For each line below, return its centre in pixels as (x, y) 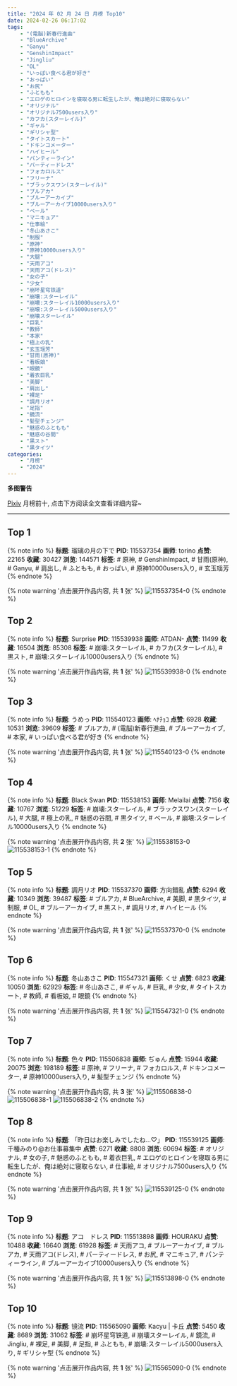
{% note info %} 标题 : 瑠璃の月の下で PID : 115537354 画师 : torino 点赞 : (109, 550)
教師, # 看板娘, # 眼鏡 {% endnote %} (83, 996)
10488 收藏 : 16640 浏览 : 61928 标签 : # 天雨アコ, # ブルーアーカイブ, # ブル (116, 1245)
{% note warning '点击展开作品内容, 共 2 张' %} (76, 842)
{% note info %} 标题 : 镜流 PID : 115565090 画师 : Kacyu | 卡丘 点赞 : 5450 (112, 1327)
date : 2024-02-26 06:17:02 (47, 20)
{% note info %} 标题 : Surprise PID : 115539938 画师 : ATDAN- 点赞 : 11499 (113, 639)
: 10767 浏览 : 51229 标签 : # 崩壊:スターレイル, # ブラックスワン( (106, 809)
